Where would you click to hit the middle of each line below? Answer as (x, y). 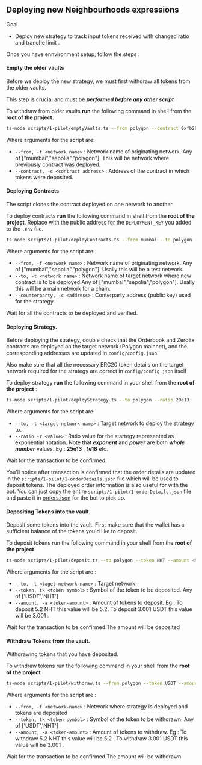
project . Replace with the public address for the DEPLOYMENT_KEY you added (99, 223)
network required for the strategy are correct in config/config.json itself (96, 371)
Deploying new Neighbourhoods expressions (93, 10)
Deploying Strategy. (32, 327)
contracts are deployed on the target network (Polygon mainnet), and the (97, 347)
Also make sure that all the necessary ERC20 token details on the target (95, 365)
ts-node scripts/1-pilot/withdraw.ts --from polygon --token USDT (91, 683)
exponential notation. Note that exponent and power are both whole (100, 442)
